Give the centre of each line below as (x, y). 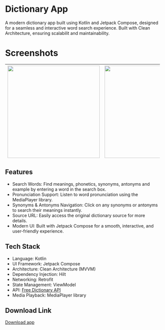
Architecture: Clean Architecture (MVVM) (54, 269)
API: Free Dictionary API (36, 290)
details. (20, 221)
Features (19, 172)
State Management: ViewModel (44, 285)
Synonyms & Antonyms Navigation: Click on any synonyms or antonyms (85, 205)
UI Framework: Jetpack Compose (46, 264)
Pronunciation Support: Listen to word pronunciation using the (75, 194)
